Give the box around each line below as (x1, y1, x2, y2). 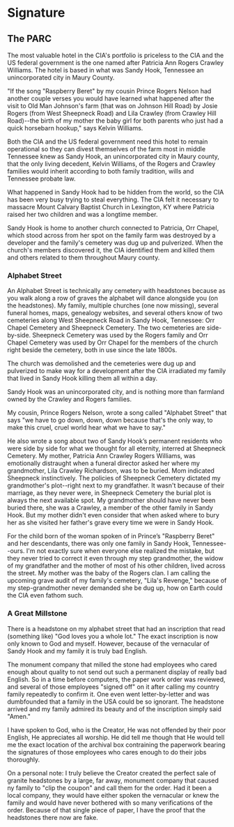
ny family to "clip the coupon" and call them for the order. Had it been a (7, 783, 212, 792)
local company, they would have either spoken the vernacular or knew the (7, 791, 219, 799)
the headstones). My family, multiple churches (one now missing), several (7, 301, 219, 310)
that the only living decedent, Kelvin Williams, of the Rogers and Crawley (7, 160, 216, 168)
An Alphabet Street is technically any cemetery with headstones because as (7, 287, 226, 295)
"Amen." (7, 712, 31, 720)
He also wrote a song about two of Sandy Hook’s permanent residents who (7, 437, 223, 446)
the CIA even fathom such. (7, 591, 84, 600)
